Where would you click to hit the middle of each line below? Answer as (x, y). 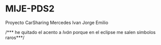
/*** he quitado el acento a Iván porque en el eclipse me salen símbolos (80, 32)
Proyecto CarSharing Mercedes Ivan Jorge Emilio (57, 22)
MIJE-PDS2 (30, 9)
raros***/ (15, 37)
